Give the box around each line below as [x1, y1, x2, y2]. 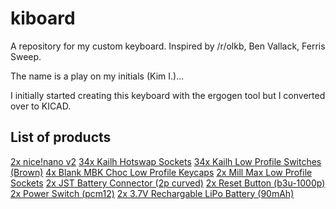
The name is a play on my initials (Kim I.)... [10, 70, 185, 82]
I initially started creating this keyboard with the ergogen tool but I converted [10, 89, 326, 101]
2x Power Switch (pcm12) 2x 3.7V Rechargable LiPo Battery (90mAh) [10, 187, 295, 199]
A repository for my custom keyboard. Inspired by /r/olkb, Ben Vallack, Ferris [10, 40, 326, 52]
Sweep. [10, 50, 42, 62]
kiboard [10, 7, 76, 30]
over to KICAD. [10, 100, 72, 112]
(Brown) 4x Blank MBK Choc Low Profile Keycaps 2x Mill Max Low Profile [10, 166, 313, 178]
